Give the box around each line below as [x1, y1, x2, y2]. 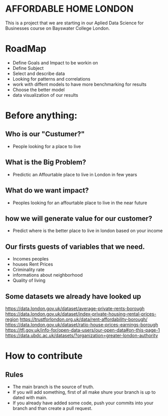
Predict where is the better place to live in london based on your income [12, 228, 163, 234]
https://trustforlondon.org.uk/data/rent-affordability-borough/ [19, 316, 148, 322]
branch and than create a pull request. [12, 405, 93, 411]
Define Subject [12, 65, 44, 71]
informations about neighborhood [12, 272, 83, 278]
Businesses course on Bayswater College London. [5, 25, 110, 31]
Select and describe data [12, 70, 65, 77]
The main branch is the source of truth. [12, 384, 95, 390]
